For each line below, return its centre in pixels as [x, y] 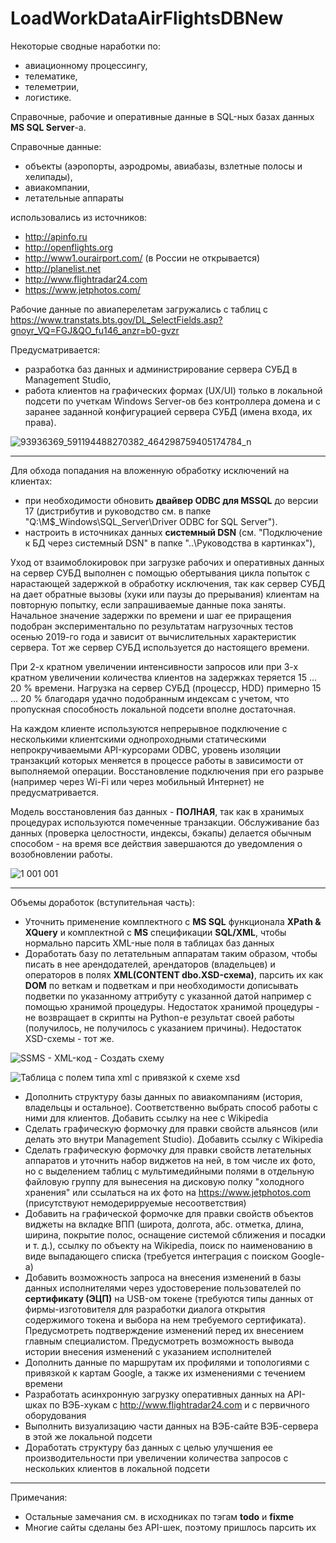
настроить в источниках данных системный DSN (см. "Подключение [173, 532]
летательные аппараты [74, 198]
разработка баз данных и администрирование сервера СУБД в [161, 369]
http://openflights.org [69, 247]
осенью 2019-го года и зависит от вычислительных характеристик [153, 636]
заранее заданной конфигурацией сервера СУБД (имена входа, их [168, 411]
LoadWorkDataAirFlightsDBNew [147, 18]
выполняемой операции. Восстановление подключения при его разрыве [167, 771]
